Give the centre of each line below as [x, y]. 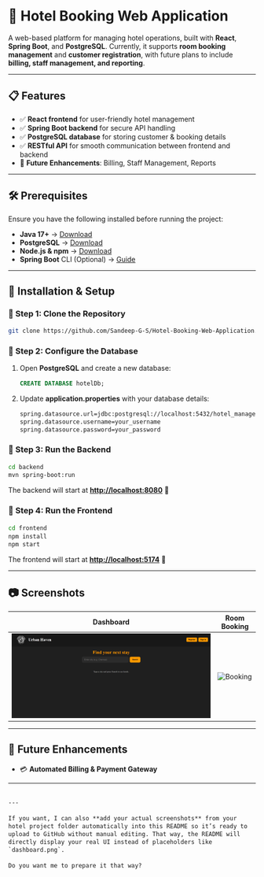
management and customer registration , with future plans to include [121, 54]
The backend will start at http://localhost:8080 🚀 [89, 490]
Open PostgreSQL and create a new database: [95, 368]
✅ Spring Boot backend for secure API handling [97, 128]
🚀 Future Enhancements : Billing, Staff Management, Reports [117, 163]
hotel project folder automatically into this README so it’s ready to [128, 826]
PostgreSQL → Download [61, 242]
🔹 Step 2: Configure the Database [73, 351]
